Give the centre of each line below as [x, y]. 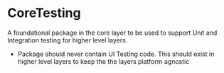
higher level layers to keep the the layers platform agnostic [103, 61]
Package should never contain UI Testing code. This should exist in [116, 54]
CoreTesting [44, 13]
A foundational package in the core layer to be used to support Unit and [112, 33]
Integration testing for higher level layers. [68, 40]
